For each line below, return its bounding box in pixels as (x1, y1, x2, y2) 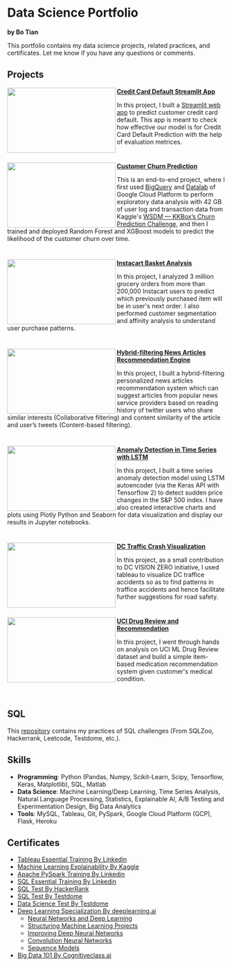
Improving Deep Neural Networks (27, 929, 123, 938)
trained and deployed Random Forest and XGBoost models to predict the (7, 227, 215, 235)
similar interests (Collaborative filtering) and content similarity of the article (7, 413, 221, 422)
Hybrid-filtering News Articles (116, 349, 206, 357)
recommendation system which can (116, 384, 219, 392)
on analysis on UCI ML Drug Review (116, 644, 219, 653)
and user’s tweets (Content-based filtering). (7, 421, 132, 429)
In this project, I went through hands (116, 638, 220, 646)
